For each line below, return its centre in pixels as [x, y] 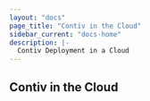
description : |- [39, 42]
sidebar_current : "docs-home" [66, 34]
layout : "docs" [37, 17]
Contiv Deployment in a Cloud [73, 51]
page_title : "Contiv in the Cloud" [75, 26]
